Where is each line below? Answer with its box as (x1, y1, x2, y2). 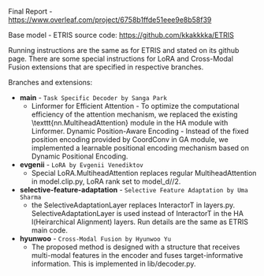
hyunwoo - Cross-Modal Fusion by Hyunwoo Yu (19, 234, 172, 243)
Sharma (19, 193, 42, 201)
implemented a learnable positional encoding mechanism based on (31, 144, 250, 152)
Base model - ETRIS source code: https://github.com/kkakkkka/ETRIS (8, 31, 235, 39)
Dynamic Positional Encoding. (31, 151, 128, 161)
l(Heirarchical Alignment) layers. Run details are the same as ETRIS (31, 217, 249, 226)
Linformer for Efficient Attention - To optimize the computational (31, 102, 240, 110)
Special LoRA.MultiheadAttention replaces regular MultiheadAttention (31, 169, 257, 177)
